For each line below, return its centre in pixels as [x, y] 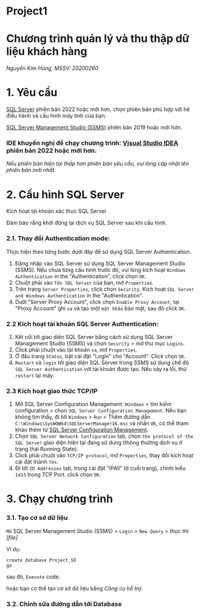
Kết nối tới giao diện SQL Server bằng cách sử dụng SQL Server [94, 337]
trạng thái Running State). [47, 449]
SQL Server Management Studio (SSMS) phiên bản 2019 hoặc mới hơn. [94, 127]
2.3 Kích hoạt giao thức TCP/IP [52, 391]
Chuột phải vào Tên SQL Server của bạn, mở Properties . [84, 282]
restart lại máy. [35, 375]
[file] [12, 537]
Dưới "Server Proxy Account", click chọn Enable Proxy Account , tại [97, 302]
